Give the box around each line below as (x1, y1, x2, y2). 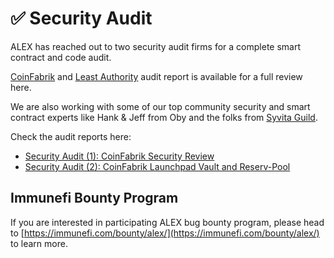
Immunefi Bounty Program (10, 190, 179, 207)
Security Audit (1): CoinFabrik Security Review (24, 150, 215, 162)
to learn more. (10, 237, 68, 249)
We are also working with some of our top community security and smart (10, 100, 311, 112)
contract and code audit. (10, 51, 112, 63)
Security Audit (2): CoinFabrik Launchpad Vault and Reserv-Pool (24, 160, 291, 172)
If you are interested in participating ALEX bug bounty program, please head (10, 216, 325, 228)
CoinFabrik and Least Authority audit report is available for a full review (10, 70, 303, 82)
